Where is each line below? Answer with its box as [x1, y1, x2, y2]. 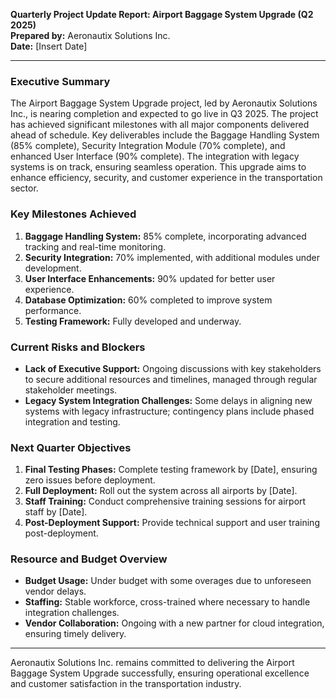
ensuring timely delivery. [24, 628, 127, 640]
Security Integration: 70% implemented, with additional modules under [24, 251, 320, 263]
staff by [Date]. [24, 506, 88, 518]
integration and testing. [24, 415, 121, 428]
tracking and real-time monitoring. [24, 240, 167, 253]
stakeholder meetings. [24, 384, 118, 396]
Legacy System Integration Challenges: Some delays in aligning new [24, 394, 313, 406]
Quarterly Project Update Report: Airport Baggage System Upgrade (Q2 [10, 9, 314, 20]
